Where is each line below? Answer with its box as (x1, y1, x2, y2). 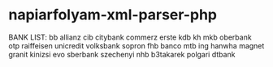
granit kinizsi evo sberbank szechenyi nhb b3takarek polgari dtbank (8, 49, 236, 59)
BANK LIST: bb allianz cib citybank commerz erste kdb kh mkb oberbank (8, 32, 252, 42)
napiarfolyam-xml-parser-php (8, 6, 218, 24)
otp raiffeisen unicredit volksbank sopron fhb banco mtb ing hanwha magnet (8, 40, 265, 50)
